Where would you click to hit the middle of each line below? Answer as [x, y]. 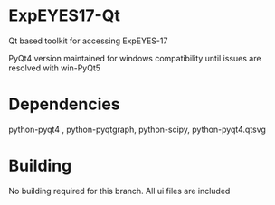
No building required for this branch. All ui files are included [119, 191]
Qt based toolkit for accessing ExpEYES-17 [88, 41]
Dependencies [64, 104]
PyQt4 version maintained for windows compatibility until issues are [135, 58]
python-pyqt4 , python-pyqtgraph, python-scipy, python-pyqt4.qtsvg [137, 129]
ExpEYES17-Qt [65, 16]
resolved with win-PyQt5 [55, 68]
